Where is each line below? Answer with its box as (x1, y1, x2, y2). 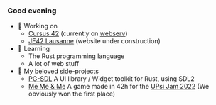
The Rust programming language (28, 52, 125, 60)
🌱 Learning (17, 45, 50, 53)
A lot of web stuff (28, 60, 80, 68)
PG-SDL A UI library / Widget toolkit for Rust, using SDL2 (28, 74, 195, 83)
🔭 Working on (17, 22, 58, 31)
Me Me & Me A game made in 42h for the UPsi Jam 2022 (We (28, 82, 210, 91)
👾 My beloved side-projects (17, 67, 99, 76)
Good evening (7, 6, 57, 16)
